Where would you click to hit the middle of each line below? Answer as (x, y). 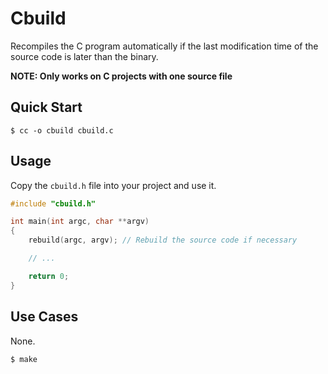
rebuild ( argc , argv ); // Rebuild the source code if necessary (163, 240)
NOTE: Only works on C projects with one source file (121, 76)
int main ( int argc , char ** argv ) (80, 222)
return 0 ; (49, 276)
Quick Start (46, 107)
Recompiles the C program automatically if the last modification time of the (164, 46)
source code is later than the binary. (84, 56)
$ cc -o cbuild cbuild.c (62, 130)
